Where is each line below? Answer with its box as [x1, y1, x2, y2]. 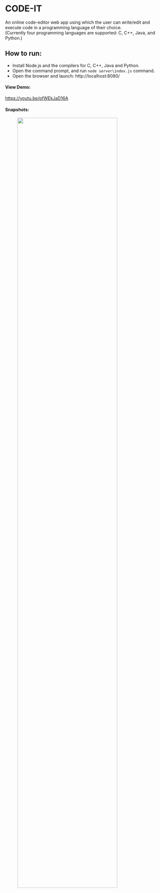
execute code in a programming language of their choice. [5, 24, 122, 30]
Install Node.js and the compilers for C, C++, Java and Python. [12, 62, 140, 68]
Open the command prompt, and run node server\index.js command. [12, 68, 155, 74]
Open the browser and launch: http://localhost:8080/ [12, 73, 120, 79]
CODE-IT [5, 3, 42, 14]
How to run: [5, 49, 42, 58]
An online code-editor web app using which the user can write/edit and [5, 19, 150, 25]
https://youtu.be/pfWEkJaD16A [5, 95, 69, 101]
